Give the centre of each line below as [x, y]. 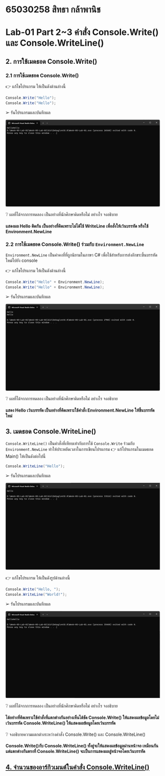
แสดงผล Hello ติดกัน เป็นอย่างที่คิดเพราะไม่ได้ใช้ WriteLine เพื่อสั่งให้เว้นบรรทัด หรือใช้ [77, 226]
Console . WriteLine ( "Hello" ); [35, 466]
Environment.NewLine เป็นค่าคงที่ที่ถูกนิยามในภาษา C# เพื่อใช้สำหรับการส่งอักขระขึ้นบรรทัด [82, 255]
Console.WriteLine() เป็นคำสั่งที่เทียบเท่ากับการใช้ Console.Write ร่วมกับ [70, 443]
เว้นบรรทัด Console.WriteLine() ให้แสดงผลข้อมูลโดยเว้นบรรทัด [61, 723]
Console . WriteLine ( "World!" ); [36, 595]
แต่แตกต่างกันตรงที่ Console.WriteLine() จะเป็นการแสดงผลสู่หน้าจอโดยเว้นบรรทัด [75, 751]
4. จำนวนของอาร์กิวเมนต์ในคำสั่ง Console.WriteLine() [78, 767]
